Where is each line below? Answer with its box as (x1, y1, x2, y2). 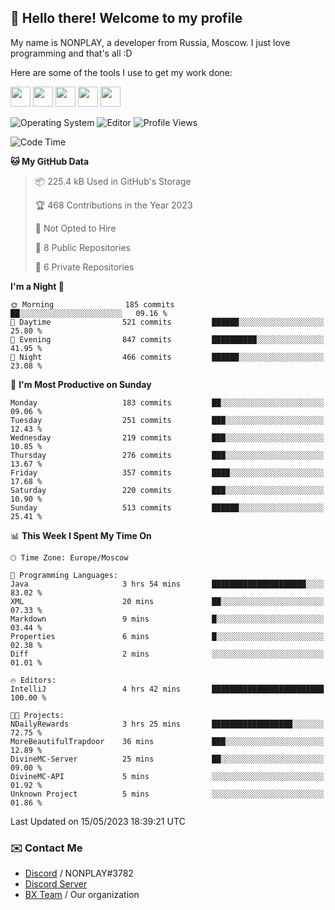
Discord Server (24, 878, 88, 890)
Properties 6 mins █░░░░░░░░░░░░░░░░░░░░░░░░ (10, 631, 325, 641)
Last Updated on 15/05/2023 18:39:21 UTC (10, 815, 186, 827)
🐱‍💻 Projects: (10, 710, 65, 720)
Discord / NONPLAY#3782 (24, 867, 134, 880)
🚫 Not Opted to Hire (34, 222, 117, 234)
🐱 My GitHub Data (10, 155, 90, 167)
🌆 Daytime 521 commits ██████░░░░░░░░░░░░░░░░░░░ (10, 317, 325, 327)
